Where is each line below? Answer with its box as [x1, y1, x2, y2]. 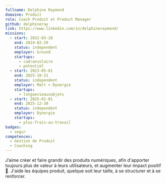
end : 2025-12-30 [14, 101, 49, 106]
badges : [5, 125, 22, 130]
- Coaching [10, 143, 33, 149]
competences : [5, 134, 33, 139]
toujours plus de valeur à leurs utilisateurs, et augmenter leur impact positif [5, 162, 161, 168]
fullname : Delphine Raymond [5, 7, 65, 13]
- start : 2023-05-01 [10, 69, 53, 74]
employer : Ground [14, 49, 51, 54]
